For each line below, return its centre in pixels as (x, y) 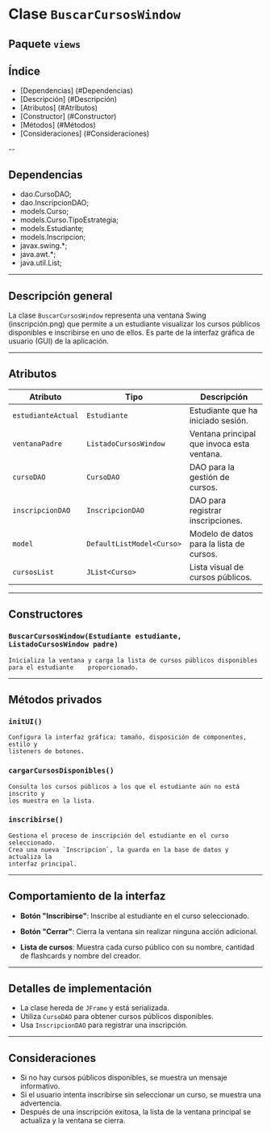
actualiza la (30, 857)
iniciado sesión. (219, 420)
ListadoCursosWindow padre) (63, 644)
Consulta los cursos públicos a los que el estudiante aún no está (124, 786)
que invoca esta (219, 444)
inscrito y (27, 794)
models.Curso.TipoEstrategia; (69, 220)
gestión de (209, 477)
